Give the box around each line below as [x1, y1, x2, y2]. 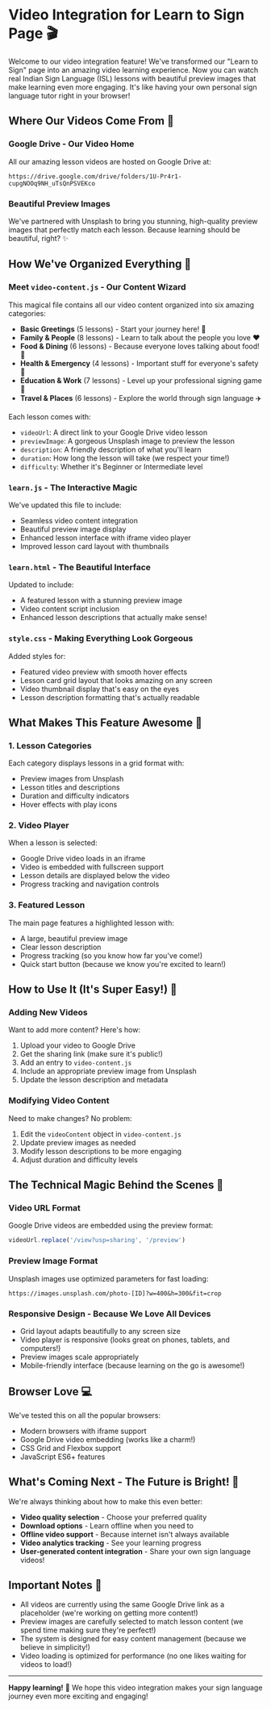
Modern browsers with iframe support [19, 1426, 147, 1436]
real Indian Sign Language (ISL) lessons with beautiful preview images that [8, 73, 256, 83]
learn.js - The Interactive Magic [8, 481, 138, 493]
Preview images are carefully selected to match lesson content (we [19, 1617, 244, 1627]
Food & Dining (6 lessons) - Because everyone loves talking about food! [19, 341, 260, 351]
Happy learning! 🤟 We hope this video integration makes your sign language [8, 1683, 263, 1693]
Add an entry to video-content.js [19, 1058, 132, 1068]
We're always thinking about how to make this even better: [8, 1496, 203, 1506]
